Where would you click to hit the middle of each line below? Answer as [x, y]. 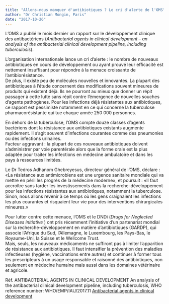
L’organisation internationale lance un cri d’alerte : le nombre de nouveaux [82, 59]
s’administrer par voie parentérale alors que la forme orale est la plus [76, 149]
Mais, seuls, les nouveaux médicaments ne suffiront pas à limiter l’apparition [84, 244]
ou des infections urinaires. [33, 138]
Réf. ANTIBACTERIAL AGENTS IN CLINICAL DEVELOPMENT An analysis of [82, 280]
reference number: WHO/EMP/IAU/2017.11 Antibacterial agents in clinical [80, 291]
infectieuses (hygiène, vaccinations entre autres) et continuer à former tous [83, 254]
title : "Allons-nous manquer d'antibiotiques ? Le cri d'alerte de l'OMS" [85, 10]
